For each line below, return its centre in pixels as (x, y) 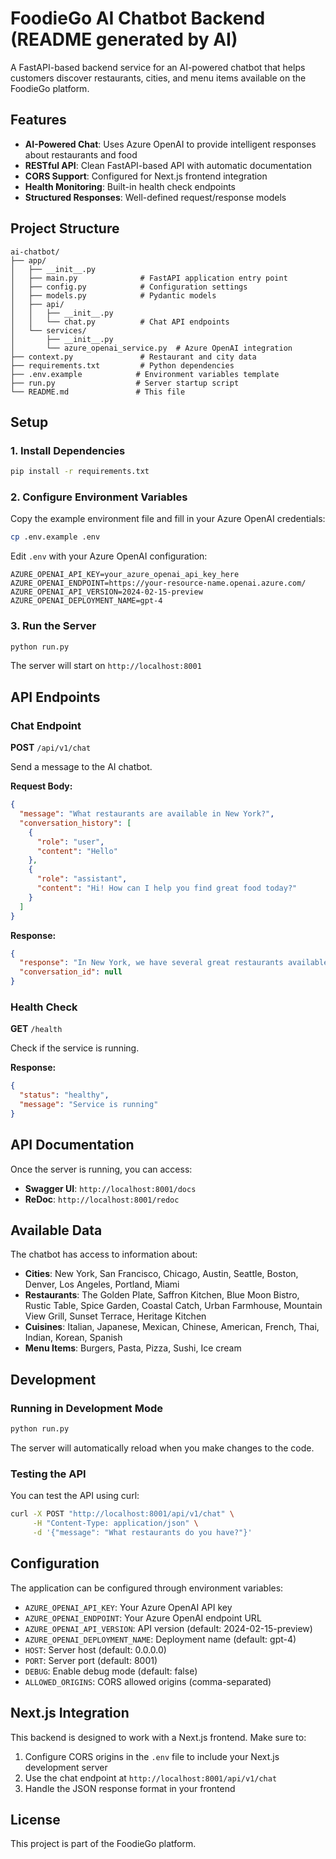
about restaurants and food (81, 154)
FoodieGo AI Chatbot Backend (138, 18)
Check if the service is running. (75, 1048)
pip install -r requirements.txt (80, 472)
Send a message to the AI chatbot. (81, 767)
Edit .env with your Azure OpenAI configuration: (109, 556)
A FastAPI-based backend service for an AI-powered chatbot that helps (158, 67)
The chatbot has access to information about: (104, 1254)
